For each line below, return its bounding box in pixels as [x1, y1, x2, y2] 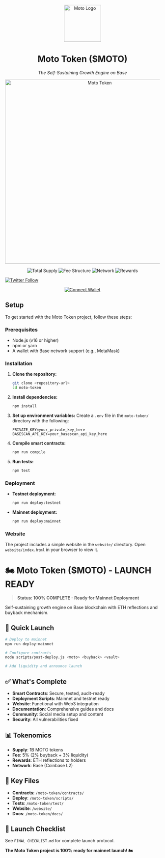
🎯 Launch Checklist [5, 825, 65, 833]
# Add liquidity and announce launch [5, 664, 82, 669]
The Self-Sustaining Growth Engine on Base [38, 69, 127, 76]
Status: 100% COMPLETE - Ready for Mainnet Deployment [17, 595, 139, 601]
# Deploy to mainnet [5, 637, 48, 642]
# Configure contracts [5, 650, 52, 655]
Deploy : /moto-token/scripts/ [12, 795, 74, 801]
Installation [5, 360, 33, 367]
